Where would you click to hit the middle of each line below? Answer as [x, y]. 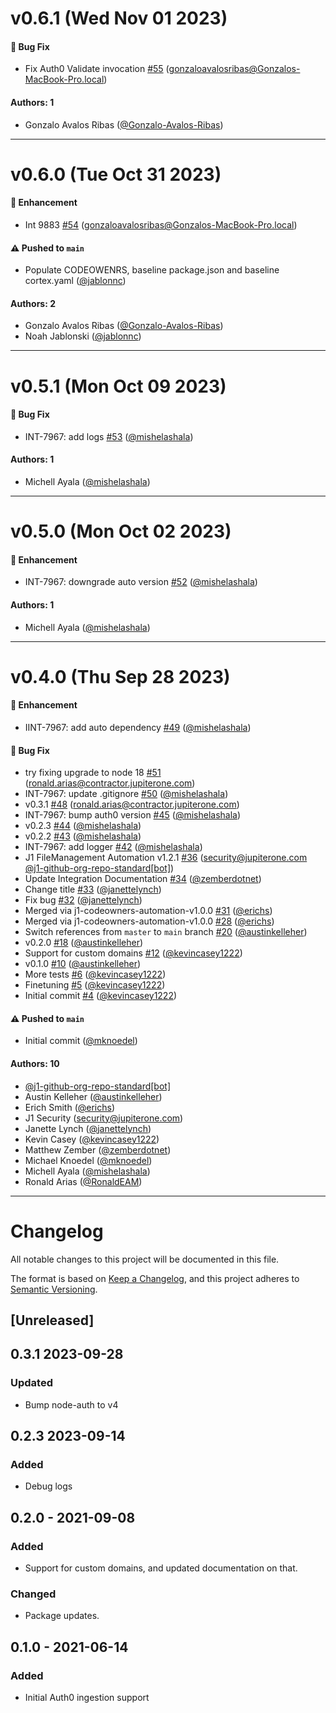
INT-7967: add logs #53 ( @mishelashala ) [109, 436]
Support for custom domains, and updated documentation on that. [161, 1568]
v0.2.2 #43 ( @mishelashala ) [83, 836]
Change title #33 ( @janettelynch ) [93, 889]
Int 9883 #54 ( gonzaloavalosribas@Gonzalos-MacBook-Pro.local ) [161, 224]
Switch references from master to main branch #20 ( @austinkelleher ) [166, 932]
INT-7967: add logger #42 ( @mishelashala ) [113, 847]
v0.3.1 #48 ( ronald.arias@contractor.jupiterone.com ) [132, 804]
